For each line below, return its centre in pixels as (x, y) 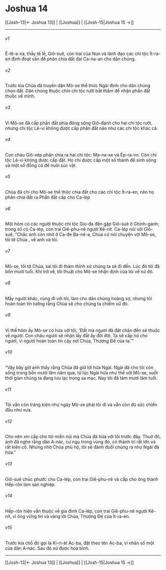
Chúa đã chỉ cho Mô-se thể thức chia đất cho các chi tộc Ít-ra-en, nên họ (80, 192)
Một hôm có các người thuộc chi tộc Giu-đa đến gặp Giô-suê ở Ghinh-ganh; (82, 224)
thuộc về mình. (20, 96)
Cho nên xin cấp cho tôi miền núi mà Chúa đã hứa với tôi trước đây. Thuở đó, (83, 437)
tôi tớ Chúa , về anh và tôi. (32, 240)
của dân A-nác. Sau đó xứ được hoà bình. (47, 548)
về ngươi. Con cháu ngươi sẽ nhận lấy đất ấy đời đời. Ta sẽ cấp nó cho (77, 335)
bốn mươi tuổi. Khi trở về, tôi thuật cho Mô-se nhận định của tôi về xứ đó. (80, 272)
